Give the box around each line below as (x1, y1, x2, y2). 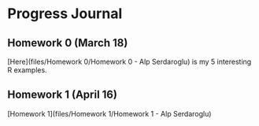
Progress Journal (7, 5, 123, 23)
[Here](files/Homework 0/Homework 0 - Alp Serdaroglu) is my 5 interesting (7, 57, 252, 66)
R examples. (7, 65, 48, 75)
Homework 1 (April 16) (7, 88, 117, 102)
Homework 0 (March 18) (7, 36, 128, 50)
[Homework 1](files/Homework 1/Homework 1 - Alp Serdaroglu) (7, 109, 212, 118)
